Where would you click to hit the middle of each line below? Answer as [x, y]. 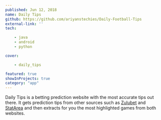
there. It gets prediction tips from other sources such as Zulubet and [75, 102]
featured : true [21, 74]
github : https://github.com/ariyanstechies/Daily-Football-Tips [73, 19]
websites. [15, 113]
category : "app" [22, 83]
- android [24, 42]
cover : [12, 55]
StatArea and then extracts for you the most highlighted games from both [81, 108]
